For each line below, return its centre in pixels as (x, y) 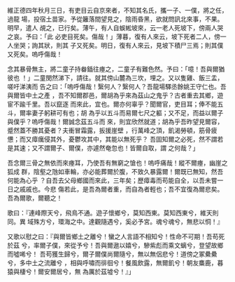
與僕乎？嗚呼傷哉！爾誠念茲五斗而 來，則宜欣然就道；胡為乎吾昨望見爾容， (115, 122)
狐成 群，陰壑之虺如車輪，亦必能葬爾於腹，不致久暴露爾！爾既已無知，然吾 (115, 172)
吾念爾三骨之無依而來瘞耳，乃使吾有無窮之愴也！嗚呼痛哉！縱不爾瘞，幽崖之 (117, 163)
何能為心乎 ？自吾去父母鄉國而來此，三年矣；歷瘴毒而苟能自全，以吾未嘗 (112, 180)
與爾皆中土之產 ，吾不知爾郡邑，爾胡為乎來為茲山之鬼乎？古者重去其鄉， (112, 95)
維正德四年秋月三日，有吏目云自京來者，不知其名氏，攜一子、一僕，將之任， (117, 10)
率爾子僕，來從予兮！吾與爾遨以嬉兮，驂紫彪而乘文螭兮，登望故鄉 (128, 245)
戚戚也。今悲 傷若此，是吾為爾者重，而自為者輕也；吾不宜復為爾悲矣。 (121, 189)
